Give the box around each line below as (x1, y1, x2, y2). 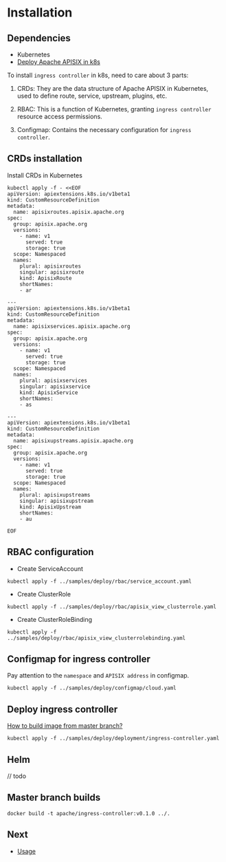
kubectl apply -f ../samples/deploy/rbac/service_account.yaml (7, 578, 192, 585)
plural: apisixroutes (19, 263, 81, 270)
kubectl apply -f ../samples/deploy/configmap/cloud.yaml (7, 685, 177, 692)
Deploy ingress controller (7, 703, 118, 715)
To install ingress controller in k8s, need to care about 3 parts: (7, 71, 189, 79)
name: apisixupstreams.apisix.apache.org (13, 437, 134, 444)
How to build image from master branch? (7, 722, 123, 730)
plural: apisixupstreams (19, 491, 91, 498)
